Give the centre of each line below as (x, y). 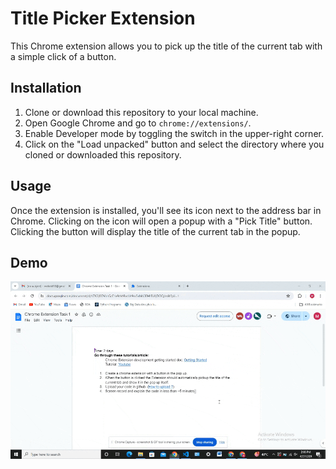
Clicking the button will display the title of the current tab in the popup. (155, 231)
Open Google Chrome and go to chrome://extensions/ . (138, 123)
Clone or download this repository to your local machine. (141, 112)
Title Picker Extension (103, 18)
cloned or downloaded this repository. (103, 154)
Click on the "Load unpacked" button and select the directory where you (174, 144)
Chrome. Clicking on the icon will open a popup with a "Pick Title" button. (161, 221)
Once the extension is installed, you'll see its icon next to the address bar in (166, 210)
